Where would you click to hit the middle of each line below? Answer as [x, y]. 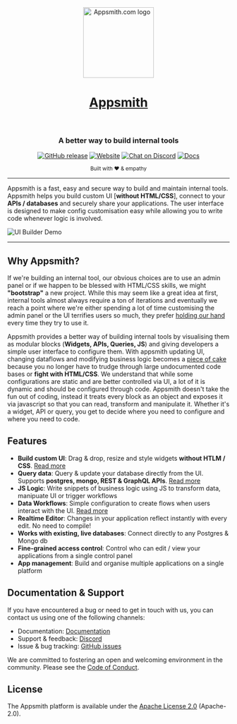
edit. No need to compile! [54, 526]
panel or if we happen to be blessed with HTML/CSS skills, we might [107, 286]
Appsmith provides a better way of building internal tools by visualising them [119, 337]
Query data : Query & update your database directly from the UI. [110, 473]
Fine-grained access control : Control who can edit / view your [109, 548]
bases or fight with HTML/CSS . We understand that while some [100, 374]
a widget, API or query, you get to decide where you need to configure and [116, 411]
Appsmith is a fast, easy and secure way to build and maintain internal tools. [118, 188]
